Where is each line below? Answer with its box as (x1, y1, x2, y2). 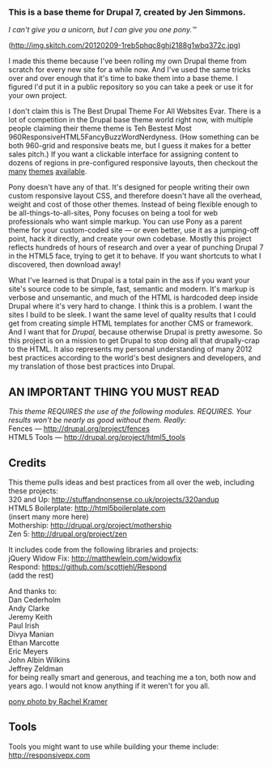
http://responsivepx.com (8, 750, 91, 760)
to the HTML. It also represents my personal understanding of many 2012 (8, 344, 253, 354)
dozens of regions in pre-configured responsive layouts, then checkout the (8, 158, 259, 168)
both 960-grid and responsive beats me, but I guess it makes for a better (8, 141, 252, 151)
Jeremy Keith (8, 612, 53, 621)
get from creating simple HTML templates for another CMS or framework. (8, 318, 253, 328)
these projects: (8, 485, 58, 496)
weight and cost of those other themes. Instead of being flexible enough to (8, 199, 257, 209)
